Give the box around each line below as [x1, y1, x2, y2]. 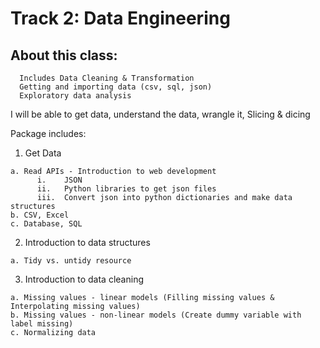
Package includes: [10, 128, 87, 139]
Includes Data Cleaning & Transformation [19, 73, 195, 83]
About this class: [10, 47, 118, 64]
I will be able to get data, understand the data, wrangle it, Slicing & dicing [10, 108, 311, 120]
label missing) [10, 319, 74, 329]
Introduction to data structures [24, 237, 151, 248]
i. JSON [36, 175, 83, 185]
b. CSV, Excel [10, 210, 70, 220]
